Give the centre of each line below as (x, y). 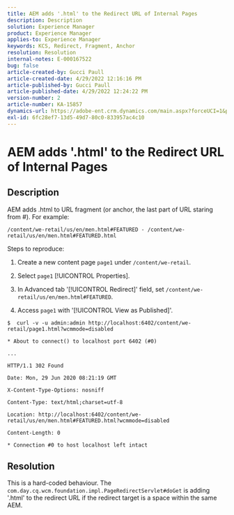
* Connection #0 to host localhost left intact (78, 445)
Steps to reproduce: (36, 248)
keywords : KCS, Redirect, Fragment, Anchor (71, 46)
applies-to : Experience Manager (54, 40)
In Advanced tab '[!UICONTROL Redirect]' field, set (91, 289)
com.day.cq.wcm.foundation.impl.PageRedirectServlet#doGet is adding (109, 491)
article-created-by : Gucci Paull (56, 72)
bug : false (23, 66)
